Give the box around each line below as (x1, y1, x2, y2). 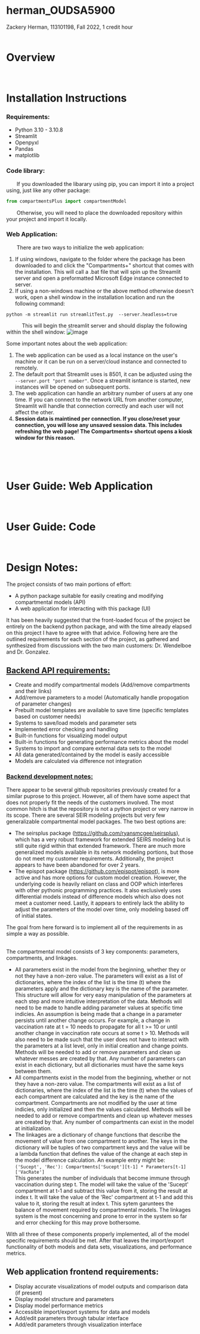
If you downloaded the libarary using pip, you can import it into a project (17, 180, 194, 187)
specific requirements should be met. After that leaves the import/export (6, 1237, 184, 1244)
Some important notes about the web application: (6, 340, 128, 347)
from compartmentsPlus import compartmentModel (6, 198, 127, 204)
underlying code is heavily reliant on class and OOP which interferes (14, 880, 183, 887)
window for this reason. (14, 434, 76, 441)
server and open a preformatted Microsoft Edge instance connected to (14, 274, 189, 282)
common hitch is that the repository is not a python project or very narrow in (6, 805, 194, 812)
